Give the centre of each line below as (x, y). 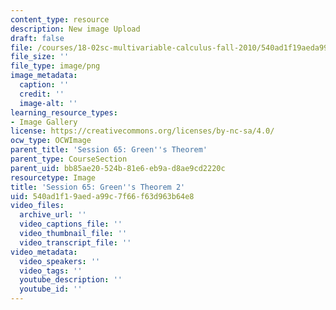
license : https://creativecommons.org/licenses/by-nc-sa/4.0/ (142, 131)
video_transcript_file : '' (75, 242)
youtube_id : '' (51, 289)
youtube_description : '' (71, 280)
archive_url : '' (53, 215)
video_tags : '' (51, 271)
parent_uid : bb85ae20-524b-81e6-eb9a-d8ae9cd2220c (118, 168)
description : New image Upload (75, 29)
